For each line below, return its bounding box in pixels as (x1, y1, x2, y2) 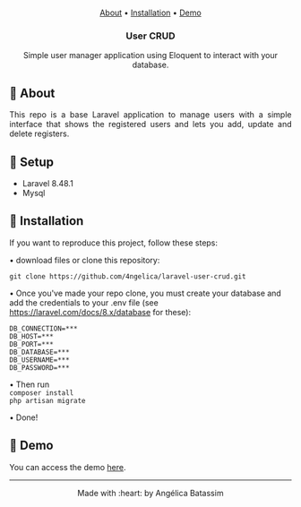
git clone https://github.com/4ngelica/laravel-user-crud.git (9, 271, 246, 281)
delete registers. (9, 128, 70, 139)
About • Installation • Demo (99, 7, 202, 18)
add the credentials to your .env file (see (9, 296, 159, 308)
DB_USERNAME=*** (9, 355, 70, 365)
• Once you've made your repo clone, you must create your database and (9, 288, 282, 298)
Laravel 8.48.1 (21, 177, 73, 188)
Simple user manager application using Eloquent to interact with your (22, 50, 279, 61)
